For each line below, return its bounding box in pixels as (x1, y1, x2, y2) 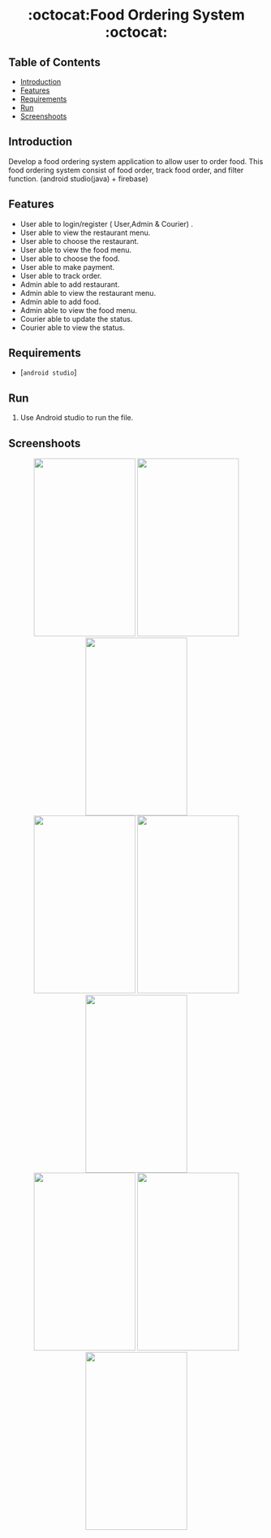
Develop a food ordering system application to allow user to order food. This (8, 156, 264, 166)
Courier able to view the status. (19, 323, 126, 332)
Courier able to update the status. (19, 314, 133, 324)
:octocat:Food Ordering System (28, 6, 245, 24)
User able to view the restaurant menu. (19, 228, 151, 237)
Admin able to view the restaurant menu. (19, 288, 157, 298)
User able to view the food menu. (19, 245, 132, 254)
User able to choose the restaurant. (19, 236, 140, 245)
